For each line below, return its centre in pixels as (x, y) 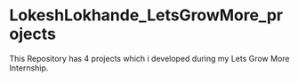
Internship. (29, 68)
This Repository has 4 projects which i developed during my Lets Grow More (149, 58)
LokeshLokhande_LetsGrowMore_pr (146, 15)
